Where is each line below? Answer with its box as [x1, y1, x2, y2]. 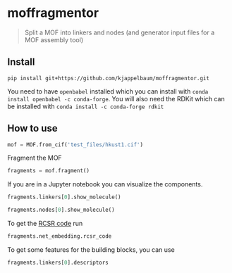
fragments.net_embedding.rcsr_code [7, 233, 112, 240]
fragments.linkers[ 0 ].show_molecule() [7, 193, 121, 201]
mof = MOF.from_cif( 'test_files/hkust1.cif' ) [7, 141, 143, 148]
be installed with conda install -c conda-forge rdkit [7, 102, 164, 110]
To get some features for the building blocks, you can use [7, 245, 175, 254]
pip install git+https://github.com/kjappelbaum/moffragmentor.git [7, 75, 210, 82]
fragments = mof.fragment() [7, 167, 90, 174]
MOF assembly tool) [24, 35, 83, 44]
